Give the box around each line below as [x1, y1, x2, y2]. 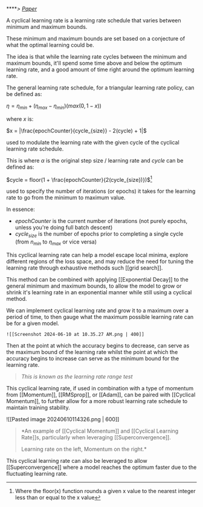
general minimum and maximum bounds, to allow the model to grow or [6, 282, 182, 289]
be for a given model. [6, 320, 59, 327]
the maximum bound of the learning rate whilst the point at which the [6, 349, 178, 356]
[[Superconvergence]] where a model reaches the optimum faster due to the [6, 463, 197, 471]
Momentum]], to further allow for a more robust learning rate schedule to [6, 398, 188, 405]
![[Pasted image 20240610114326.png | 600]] [6, 416, 120, 423]
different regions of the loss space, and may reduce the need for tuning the [6, 258, 194, 265]
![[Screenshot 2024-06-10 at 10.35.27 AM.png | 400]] [6, 332, 145, 338]
